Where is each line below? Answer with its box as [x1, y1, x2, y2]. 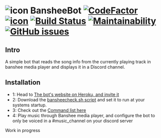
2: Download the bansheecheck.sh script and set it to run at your [12, 96, 145, 102]
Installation [5, 78, 41, 87]
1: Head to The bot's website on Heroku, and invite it [12, 92, 119, 97]
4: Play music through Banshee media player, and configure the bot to [12, 112, 155, 118]
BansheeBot [30, 5, 82, 16]
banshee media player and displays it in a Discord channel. [5, 64, 125, 70]
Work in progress [5, 127, 41, 133]
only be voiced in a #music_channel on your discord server [12, 118, 133, 124]
